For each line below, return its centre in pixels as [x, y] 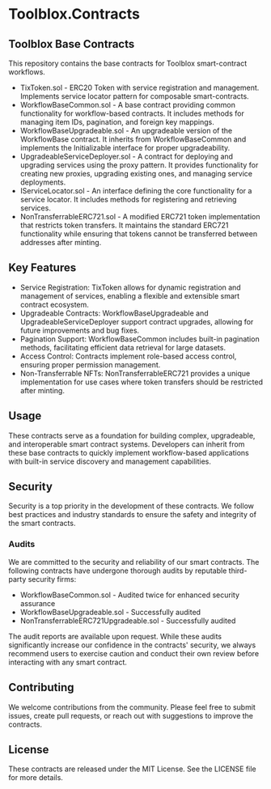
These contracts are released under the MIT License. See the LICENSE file [132, 769]
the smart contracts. [42, 524]
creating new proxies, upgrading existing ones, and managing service [136, 174]
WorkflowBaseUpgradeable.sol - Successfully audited [110, 612]
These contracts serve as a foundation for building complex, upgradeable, [132, 435]
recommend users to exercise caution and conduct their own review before [134, 653]
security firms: [52, 579]
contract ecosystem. [54, 304]
